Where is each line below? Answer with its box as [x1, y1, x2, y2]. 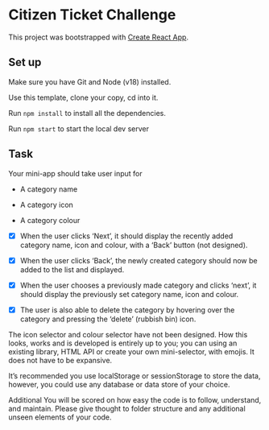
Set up [8, 56, 42, 69]
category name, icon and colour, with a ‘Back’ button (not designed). [19, 240, 248, 250]
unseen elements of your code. [8, 412, 112, 422]
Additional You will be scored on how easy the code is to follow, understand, [8, 395, 262, 404]
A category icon [19, 200, 74, 209]
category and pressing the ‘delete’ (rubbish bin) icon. [19, 314, 197, 324]
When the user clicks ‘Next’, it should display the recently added [19, 231, 234, 241]
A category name [19, 184, 78, 194]
